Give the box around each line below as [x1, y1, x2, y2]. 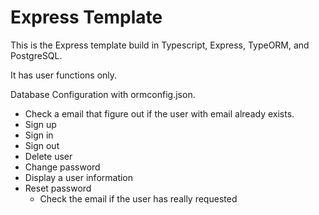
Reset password [24, 182, 92, 194]
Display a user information [24, 171, 134, 183]
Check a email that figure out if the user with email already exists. [24, 107, 295, 120]
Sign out [24, 139, 60, 151]
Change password [24, 161, 101, 173]
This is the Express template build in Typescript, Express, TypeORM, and [10, 39, 310, 51]
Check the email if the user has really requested [39, 192, 238, 205]
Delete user [24, 150, 73, 162]
